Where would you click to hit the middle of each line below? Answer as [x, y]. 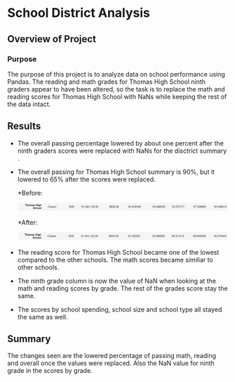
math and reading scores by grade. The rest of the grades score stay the [122, 288]
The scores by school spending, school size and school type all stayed [120, 309]
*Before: [30, 193]
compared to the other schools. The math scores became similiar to [115, 260]
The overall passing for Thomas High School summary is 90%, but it [116, 172]
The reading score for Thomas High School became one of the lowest [118, 252]
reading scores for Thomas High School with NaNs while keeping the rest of [117, 96]
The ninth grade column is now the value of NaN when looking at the [116, 281]
